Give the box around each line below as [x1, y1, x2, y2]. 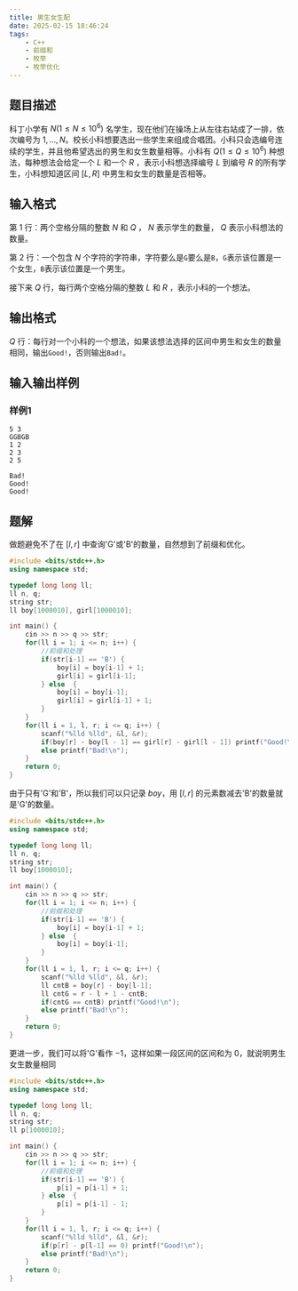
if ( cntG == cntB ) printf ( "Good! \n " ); [41, 998, 180, 1006]
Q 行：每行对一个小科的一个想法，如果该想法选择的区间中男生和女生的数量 [9, 335, 282, 347]
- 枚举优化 [25, 63, 60, 72]
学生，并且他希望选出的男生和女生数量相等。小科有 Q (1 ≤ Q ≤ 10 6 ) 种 [24, 144, 278, 156]
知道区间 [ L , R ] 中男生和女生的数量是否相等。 [47, 168, 211, 179]
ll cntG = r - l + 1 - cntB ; [41, 989, 149, 998]
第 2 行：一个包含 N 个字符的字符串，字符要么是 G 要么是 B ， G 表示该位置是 [9, 252, 274, 262]
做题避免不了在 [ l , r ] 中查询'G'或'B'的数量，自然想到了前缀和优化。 [9, 539, 250, 549]
